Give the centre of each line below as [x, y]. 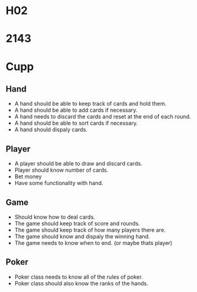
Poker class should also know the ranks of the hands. [81, 283]
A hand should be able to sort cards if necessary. [76, 123]
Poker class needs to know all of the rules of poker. [79, 277]
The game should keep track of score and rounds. [77, 223]
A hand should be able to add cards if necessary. [76, 110]
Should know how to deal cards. [55, 217]
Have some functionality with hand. [59, 183]
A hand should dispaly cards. [51, 130]
